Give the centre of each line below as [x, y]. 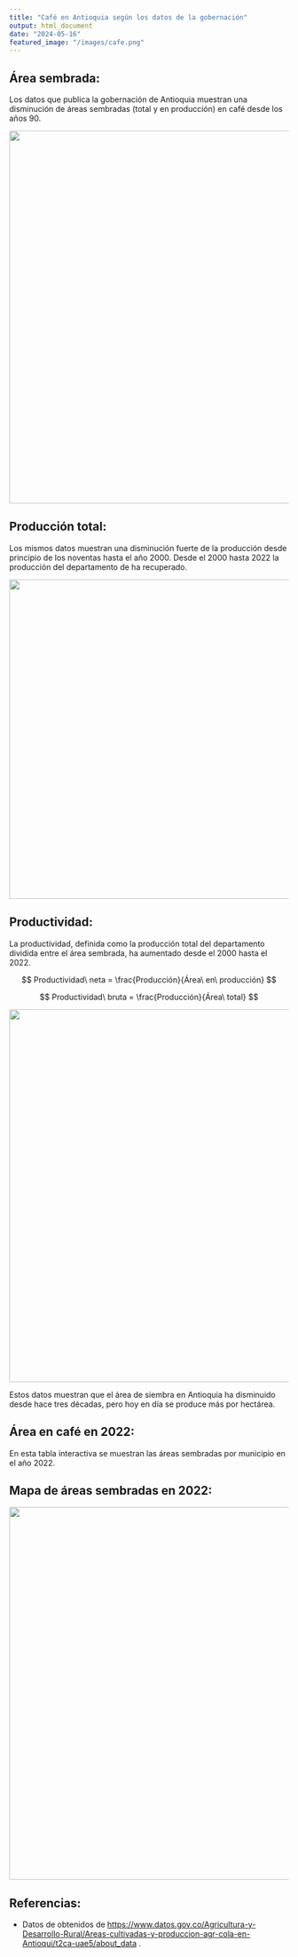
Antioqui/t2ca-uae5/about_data [79, 1944]
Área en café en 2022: [72, 1432]
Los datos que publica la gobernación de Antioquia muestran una [129, 99]
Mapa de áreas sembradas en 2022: [111, 1491]
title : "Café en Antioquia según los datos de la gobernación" [129, 17]
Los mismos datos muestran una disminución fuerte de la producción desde [148, 548]
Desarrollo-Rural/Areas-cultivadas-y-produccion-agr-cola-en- [136, 1934]
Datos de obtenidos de [63, 1925]
